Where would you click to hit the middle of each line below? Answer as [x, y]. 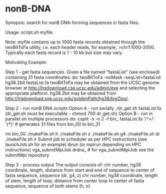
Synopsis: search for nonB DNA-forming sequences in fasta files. [72, 22]
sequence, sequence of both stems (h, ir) [48, 186]
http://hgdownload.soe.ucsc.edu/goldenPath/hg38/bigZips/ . [67, 98]
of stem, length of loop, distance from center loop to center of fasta [75, 180]
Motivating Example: [26, 62]
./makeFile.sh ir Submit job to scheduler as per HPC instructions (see [76, 139]
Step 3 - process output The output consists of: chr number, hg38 [73, 164]
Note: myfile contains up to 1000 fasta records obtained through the [75, 42]
